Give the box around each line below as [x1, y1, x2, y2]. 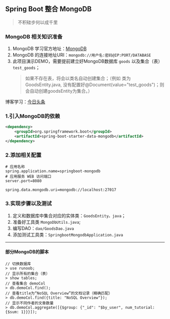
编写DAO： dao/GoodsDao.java [12, 225, 74, 231]
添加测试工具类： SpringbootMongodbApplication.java [12, 231, 123, 237]
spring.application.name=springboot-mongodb [5, 169, 101, 174]
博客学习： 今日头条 [5, 99, 46, 105]
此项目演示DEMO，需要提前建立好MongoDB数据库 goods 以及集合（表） [12, 58, 163, 64]
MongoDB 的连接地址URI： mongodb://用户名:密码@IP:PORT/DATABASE [12, 52, 151, 58]
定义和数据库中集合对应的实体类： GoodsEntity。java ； [12, 212, 126, 219]
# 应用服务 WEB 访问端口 [5, 174, 52, 179]
